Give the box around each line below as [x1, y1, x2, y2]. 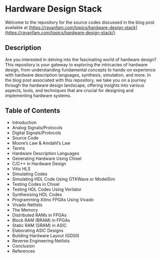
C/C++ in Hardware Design [12, 161, 66, 167]
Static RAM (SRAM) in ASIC [12, 222, 67, 228]
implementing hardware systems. [5, 92, 72, 98]
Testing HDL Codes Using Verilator [12, 186, 82, 192]
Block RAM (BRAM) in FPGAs [12, 217, 70, 223]
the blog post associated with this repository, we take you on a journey [5, 77, 146, 83]
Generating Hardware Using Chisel [12, 155, 81, 161]
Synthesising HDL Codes [12, 191, 62, 197]
